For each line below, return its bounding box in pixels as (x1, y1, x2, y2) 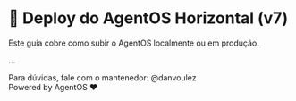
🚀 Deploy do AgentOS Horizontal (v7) (8, 8, 288, 29)
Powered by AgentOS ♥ (8, 81, 98, 92)
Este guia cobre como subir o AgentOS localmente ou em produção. (8, 38, 260, 48)
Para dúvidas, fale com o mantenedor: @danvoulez (8, 72, 198, 83)
